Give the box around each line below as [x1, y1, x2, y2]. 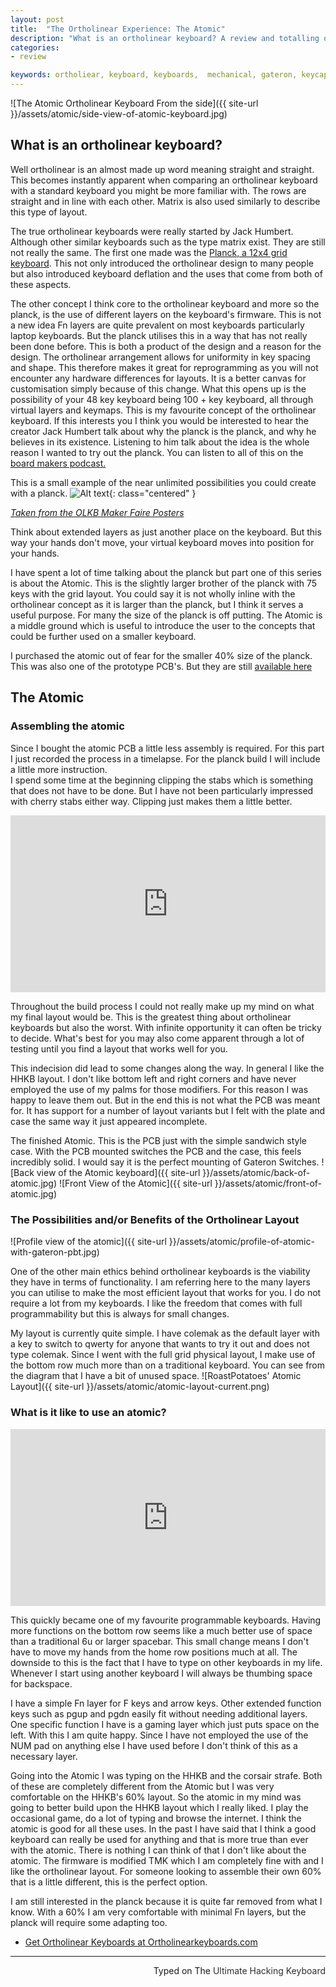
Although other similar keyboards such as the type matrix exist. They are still [10, 236, 326, 248]
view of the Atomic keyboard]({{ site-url [36, 1167, 201, 1178]
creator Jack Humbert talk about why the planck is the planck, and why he [10, 425, 317, 437]
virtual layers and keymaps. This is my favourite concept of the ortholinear [10, 404, 317, 416]
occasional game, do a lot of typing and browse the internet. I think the [10, 1812, 302, 1825]
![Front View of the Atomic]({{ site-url [58, 1177, 213, 1189]
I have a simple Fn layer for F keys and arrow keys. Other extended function [10, 1697, 322, 1710]
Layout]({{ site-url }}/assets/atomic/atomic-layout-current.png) [10, 1381, 270, 1393]
